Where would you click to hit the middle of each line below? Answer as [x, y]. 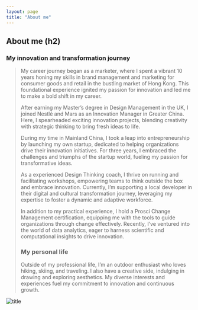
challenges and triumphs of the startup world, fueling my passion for [104, 157]
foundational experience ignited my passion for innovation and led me [106, 90]
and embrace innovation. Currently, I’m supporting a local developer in [106, 187]
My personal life [44, 252]
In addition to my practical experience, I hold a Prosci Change [95, 212]
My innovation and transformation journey [68, 58]
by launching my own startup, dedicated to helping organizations [100, 144]
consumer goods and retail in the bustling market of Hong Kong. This [105, 84]
